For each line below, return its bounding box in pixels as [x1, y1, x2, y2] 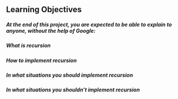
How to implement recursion [6, 57, 77, 64]
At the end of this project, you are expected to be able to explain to [6, 21, 172, 28]
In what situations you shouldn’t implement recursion [6, 86, 140, 93]
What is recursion [6, 42, 51, 49]
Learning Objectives [6, 5, 82, 15]
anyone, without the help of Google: [6, 27, 96, 34]
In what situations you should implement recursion [6, 71, 133, 78]
